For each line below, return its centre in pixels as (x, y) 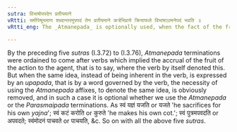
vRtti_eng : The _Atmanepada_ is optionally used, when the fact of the (115, 27)
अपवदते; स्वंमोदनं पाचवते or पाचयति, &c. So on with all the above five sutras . (107, 121)
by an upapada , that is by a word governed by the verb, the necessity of (113, 83)
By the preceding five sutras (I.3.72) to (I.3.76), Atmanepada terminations (114, 53)
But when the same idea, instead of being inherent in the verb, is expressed (117, 75)
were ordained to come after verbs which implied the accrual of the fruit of (116, 60)
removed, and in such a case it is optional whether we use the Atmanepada (117, 98)
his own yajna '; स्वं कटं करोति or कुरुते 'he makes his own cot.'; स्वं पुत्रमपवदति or (113, 113)
